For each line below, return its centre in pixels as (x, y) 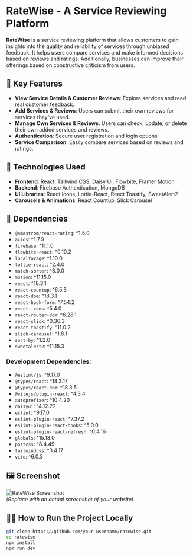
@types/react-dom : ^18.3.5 (46, 387)
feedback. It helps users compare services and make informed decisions (95, 52)
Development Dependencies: (49, 361)
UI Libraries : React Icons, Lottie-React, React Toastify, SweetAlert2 (96, 194)
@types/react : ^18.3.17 (41, 381)
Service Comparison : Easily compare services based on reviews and (99, 142)
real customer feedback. (45, 104)
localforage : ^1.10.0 (39, 258)
